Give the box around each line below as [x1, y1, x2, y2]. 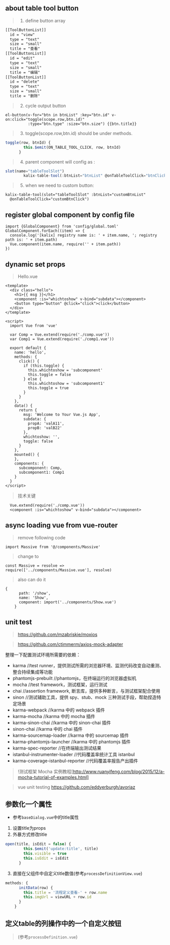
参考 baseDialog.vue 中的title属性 [12, 814, 79, 821]
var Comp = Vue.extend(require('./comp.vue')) [10, 332, 110, 337]
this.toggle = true [27, 385, 69, 390]
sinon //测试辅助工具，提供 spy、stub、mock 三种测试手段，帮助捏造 [12, 694, 157, 700]
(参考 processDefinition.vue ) [17, 934, 78, 940]
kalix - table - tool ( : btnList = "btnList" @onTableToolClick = [23, 173, 146, 178]
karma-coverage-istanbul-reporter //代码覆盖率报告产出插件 [12, 758, 138, 764]
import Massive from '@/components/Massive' [5, 544, 101, 549]
